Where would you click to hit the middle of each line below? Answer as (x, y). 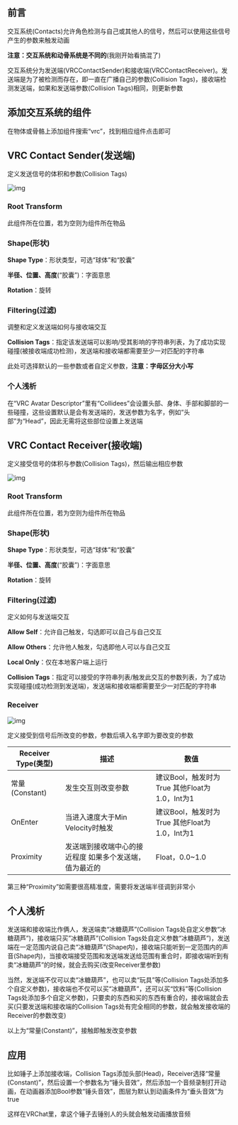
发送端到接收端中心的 (101, 846)
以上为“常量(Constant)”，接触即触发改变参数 (72, 1031)
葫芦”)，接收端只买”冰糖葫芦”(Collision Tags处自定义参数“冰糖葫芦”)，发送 (121, 938)
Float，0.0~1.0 (181, 857)
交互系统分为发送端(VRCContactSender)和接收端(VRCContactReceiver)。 (114, 70)
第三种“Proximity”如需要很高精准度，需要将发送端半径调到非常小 (101, 886)
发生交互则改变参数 (97, 788)
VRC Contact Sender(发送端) (72, 156)
